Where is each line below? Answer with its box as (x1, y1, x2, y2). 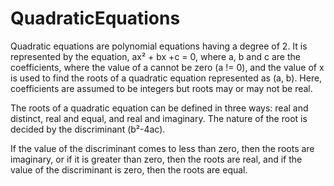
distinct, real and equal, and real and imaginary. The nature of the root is (10, 112, 308, 124)
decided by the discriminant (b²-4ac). (10, 123, 166, 135)
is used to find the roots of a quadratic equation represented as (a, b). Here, (10, 72, 323, 84)
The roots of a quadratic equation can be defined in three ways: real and (10, 102, 309, 114)
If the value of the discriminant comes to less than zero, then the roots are (10, 142, 315, 154)
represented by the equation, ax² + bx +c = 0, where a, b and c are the (10, 50, 301, 62)
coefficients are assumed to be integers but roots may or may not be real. (10, 82, 313, 94)
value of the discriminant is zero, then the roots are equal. (10, 163, 248, 176)
